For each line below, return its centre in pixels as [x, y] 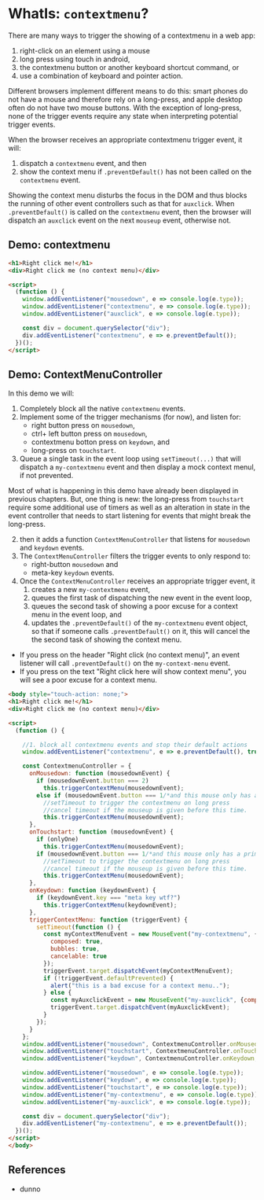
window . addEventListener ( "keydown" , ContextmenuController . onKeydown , [140, 1058]
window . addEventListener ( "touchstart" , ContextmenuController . [128, 1051]
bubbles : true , [75, 949]
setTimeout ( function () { [79, 927]
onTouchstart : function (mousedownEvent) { [101, 832]
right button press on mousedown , [83, 425]
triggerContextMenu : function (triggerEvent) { [108, 920]
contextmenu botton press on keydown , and [101, 442]
